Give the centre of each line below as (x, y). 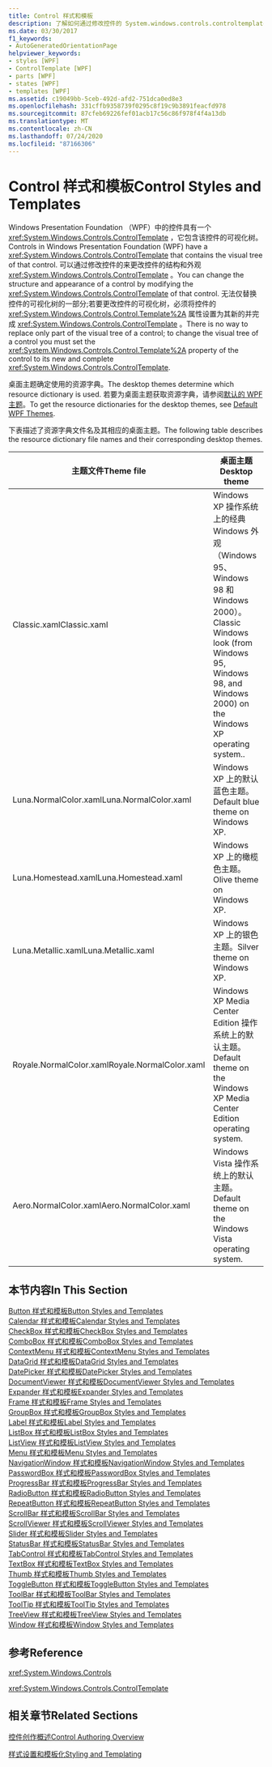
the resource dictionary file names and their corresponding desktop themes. (136, 440)
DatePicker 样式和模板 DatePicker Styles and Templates (100, 1372)
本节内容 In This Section (68, 1290)
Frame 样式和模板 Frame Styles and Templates (85, 1402)
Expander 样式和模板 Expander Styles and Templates (96, 1392)
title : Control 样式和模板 (51, 16)
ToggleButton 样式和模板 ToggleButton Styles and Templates (108, 1584)
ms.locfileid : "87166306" (52, 144)
